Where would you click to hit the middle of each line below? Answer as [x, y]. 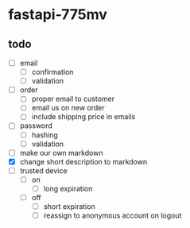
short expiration [69, 207]
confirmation [52, 72]
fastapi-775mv [58, 15]
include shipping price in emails [83, 117]
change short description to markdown [83, 161]
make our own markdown [61, 153]
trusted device [43, 170]
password [36, 126]
